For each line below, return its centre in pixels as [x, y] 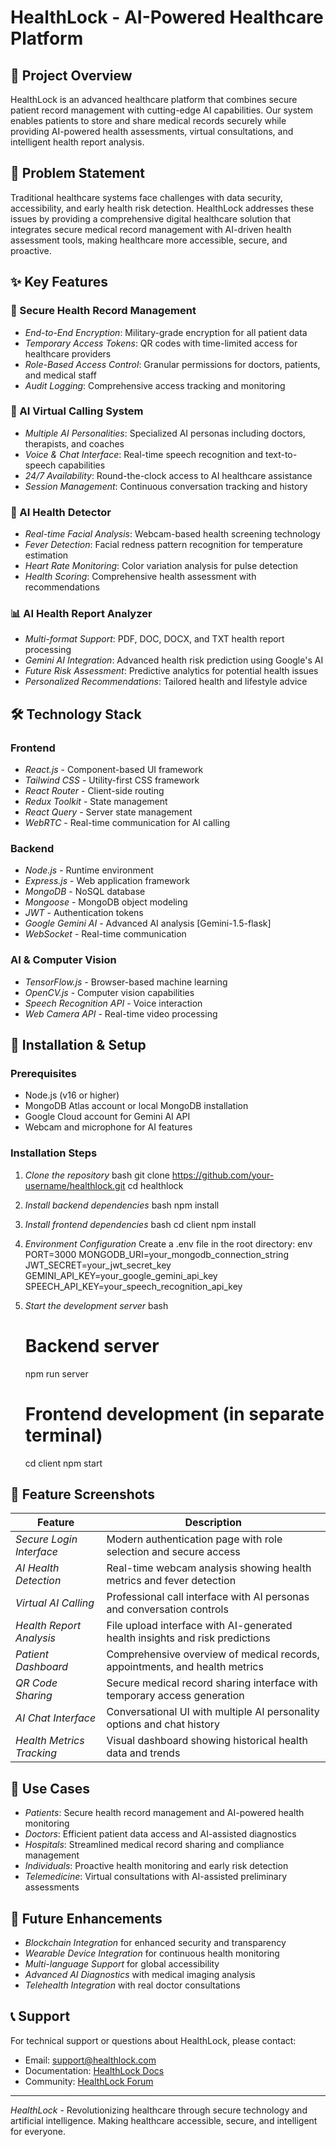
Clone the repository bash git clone [97, 1175]
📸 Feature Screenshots [82, 1494]
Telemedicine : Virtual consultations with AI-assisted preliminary [156, 1877]
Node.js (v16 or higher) [72, 1095]
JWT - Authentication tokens [84, 913]
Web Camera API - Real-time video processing [121, 1013]
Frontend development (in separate [174, 1413]
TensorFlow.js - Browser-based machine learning [126, 982]
